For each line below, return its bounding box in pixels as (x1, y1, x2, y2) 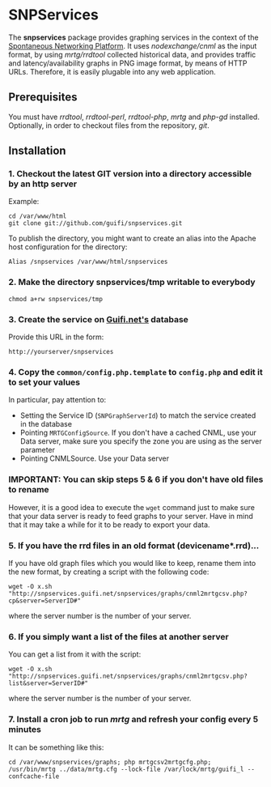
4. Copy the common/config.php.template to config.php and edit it (8, 366, 263, 377)
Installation (8, 144, 66, 158)
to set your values (8, 376, 81, 388)
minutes (8, 724, 42, 735)
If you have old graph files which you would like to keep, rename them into (8, 558, 256, 568)
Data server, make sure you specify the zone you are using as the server (19, 436, 262, 446)
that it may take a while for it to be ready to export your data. (8, 520, 210, 530)
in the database (19, 419, 73, 429)
